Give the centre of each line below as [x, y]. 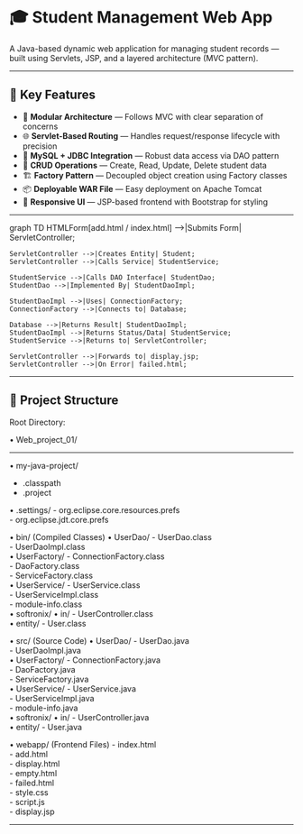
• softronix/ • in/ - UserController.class [81, 613]
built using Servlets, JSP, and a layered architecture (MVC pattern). [134, 58]
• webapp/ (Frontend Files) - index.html [83, 744]
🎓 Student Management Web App [141, 18]
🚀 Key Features [53, 95]
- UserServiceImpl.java [52, 698]
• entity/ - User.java [46, 727]
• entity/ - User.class [48, 623]
